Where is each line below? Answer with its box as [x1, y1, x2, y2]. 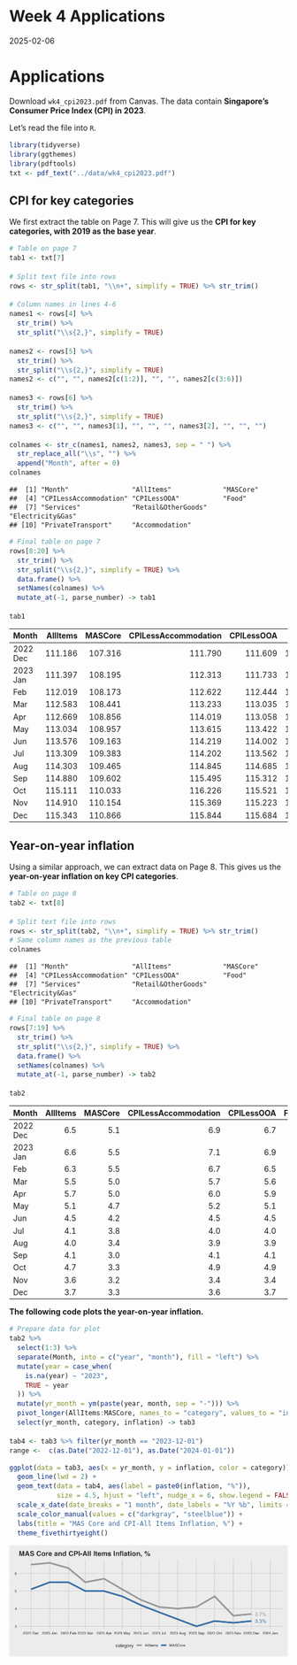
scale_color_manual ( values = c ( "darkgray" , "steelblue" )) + [17, 1509, 243, 1519]
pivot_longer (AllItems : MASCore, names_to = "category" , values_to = [17, 1409, 275, 1418]
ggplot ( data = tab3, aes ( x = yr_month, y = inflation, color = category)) [9, 1463, 291, 1472]
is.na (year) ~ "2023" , [25, 1371, 109, 1380]
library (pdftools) [9, 159, 77, 168]
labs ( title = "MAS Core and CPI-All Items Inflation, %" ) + [17, 1519, 243, 1528]
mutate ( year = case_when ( [17, 1361, 113, 1371]
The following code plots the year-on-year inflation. [9, 1307, 204, 1317]
